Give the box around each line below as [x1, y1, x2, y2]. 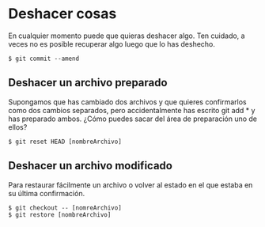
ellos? [8, 122, 28, 131]
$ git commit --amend [8, 55, 80, 62]
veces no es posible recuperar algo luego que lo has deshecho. [8, 39, 216, 48]
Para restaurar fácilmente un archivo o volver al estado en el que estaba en [8, 180, 253, 190]
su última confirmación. [8, 188, 85, 198]
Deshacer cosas [8, 5, 117, 23]
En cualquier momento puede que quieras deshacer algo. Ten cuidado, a [8, 31, 245, 40]
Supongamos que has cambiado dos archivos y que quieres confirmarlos [8, 96, 247, 107]
